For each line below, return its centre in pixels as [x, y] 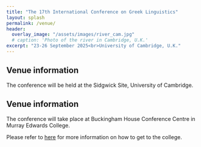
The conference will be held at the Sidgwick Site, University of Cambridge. [100, 85]
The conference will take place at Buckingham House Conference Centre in [101, 118]
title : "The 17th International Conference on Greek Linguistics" [92, 12]
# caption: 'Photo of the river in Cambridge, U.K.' [80, 40]
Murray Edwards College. [38, 125]
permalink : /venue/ [31, 23]
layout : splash [26, 18]
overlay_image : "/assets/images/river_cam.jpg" [73, 35]
